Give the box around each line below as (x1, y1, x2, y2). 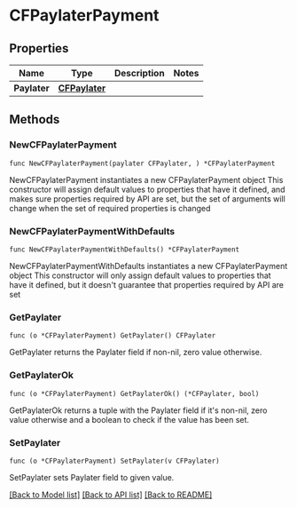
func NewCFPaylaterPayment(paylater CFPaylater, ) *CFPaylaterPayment (9, 159, 276, 168)
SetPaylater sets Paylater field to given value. (9, 472, 175, 482)
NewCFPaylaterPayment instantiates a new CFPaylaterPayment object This (9, 174, 284, 185)
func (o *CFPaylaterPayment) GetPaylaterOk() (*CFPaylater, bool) (9, 389, 260, 398)
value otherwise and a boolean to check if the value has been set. (9, 414, 250, 425)
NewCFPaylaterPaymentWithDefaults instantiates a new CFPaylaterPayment (9, 260, 288, 271)
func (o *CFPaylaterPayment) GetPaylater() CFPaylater (9, 331, 216, 340)
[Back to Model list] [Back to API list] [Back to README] (9, 489, 213, 500)
